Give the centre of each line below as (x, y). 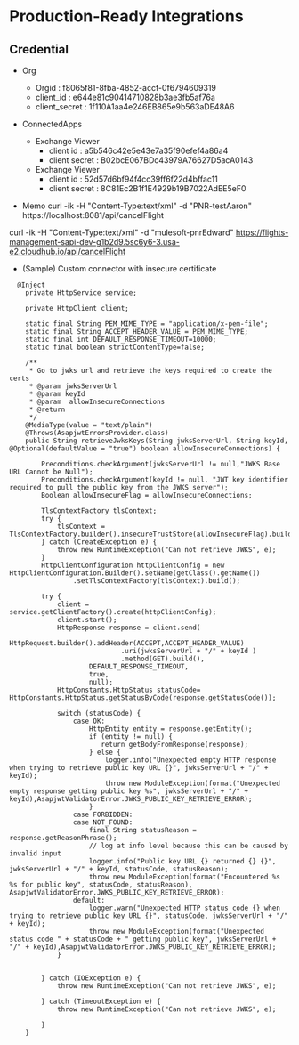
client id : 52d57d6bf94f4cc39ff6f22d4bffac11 (133, 179)
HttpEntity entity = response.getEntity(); (170, 729)
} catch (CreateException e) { (99, 542)
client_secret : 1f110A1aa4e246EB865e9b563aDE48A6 (135, 107)
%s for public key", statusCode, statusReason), (101, 885)
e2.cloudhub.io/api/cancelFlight (68, 251)
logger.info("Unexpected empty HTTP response (190, 760)
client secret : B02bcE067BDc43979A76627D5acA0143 (151, 160)
